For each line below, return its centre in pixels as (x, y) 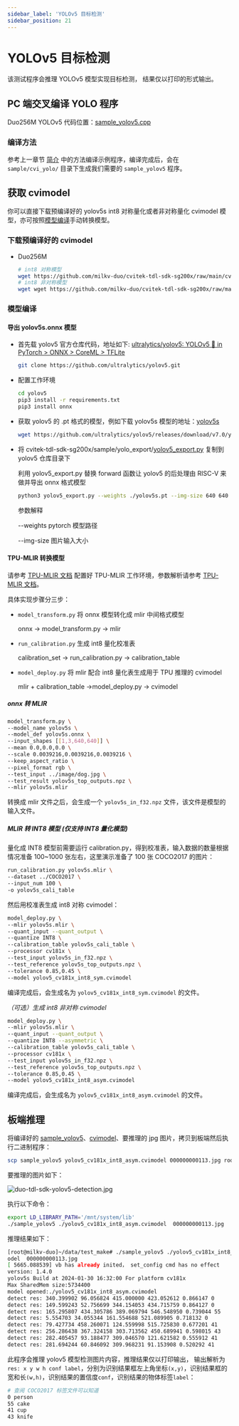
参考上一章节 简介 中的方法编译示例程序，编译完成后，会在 (93, 159)
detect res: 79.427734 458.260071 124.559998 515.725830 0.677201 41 (113, 1325)
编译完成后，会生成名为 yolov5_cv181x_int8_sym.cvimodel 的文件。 (105, 992)
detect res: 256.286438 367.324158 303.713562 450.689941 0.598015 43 (114, 1332)
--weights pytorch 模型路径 (58, 525)
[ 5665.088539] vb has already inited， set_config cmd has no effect (114, 1265)
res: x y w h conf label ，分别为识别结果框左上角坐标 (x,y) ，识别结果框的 (117, 1368)
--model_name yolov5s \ (43, 728)
